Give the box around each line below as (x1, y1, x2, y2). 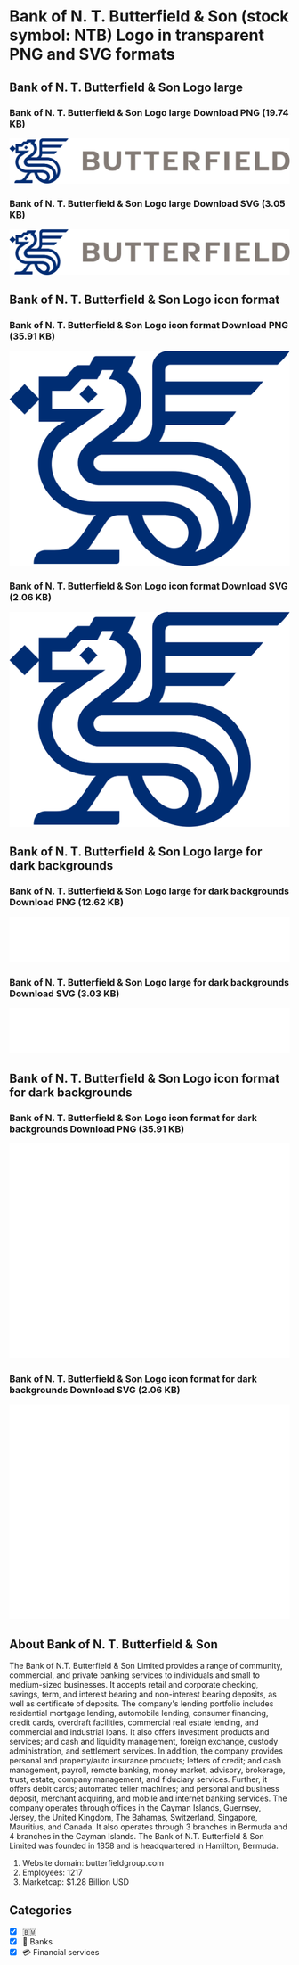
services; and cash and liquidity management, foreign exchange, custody (9, 1737, 279, 1747)
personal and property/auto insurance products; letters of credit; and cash (9, 1755, 282, 1766)
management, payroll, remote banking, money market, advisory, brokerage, (9, 1764, 286, 1776)
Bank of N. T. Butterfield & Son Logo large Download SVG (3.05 (9, 198, 286, 210)
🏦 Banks (21, 1936, 53, 1947)
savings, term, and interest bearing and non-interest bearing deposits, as (9, 1688, 278, 1700)
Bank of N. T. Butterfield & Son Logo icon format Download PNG (9, 318, 289, 331)
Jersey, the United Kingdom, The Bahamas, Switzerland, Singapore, (9, 1812, 258, 1823)
